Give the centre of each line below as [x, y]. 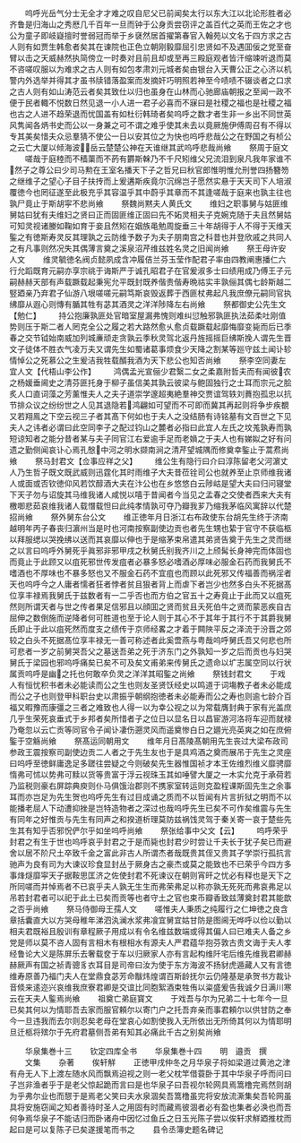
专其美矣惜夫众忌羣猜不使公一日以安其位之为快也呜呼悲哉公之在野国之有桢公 [150, 136]
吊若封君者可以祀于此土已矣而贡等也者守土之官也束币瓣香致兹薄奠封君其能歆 [150, 898]
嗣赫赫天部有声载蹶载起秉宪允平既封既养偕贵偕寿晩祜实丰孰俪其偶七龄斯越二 [150, 282]
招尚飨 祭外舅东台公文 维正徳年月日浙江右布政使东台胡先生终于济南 [149, 517]
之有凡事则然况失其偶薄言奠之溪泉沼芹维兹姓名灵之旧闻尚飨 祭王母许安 [148, 248]
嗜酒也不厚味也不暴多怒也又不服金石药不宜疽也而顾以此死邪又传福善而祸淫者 [150, 573]
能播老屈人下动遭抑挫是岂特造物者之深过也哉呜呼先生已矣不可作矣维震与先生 [150, 808]
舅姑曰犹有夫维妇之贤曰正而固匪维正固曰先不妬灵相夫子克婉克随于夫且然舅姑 [150, 215]
